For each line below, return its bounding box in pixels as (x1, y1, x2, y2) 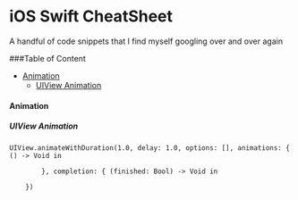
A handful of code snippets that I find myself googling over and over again (9, 36, 284, 46)
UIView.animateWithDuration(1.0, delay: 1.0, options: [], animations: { (9, 143, 291, 153)
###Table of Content (9, 53, 87, 63)
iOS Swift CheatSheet (9, 6, 173, 27)
